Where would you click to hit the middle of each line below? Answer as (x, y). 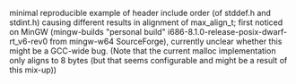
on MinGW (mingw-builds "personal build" (87, 32)
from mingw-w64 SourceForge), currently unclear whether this (165, 41)
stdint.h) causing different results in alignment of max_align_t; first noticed (146, 22)
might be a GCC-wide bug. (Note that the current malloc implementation (143, 51)
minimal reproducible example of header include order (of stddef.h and (140, 13)
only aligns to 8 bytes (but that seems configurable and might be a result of (148, 60)
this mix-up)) (33, 70)
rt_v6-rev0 (28, 41)
